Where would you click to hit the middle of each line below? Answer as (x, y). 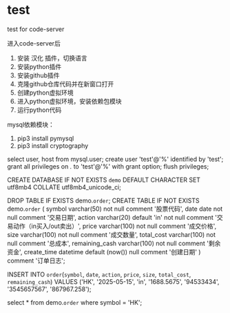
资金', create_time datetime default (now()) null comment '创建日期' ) (104, 252)
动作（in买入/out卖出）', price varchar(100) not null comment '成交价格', (115, 226)
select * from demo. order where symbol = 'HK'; (75, 302)
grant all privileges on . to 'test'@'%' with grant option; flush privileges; (108, 166)
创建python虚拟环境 (45, 93)
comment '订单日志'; (36, 260)
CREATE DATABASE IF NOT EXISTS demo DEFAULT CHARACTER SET (104, 180)
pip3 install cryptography (53, 145)
